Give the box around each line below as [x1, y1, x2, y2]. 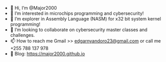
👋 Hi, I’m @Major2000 [10, 5, 58, 11]
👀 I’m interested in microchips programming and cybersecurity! [10, 10, 144, 16]
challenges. [10, 32, 35, 38]
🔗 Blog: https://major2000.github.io [10, 51, 85, 56]
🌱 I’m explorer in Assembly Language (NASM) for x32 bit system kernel [10, 16, 161, 22]
